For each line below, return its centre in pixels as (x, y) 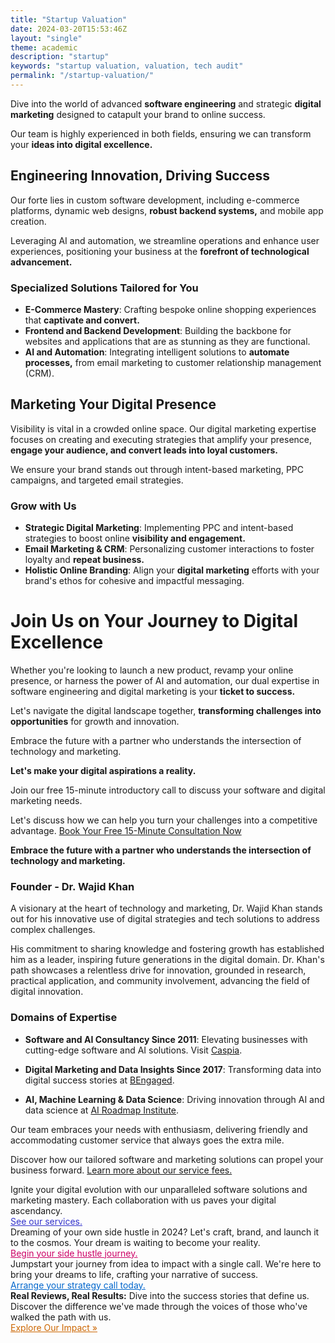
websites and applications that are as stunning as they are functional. (167, 341)
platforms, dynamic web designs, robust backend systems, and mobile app (167, 210)
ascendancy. (36, 1210)
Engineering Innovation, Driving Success (140, 176)
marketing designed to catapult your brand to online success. (138, 114)
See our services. (46, 1221)
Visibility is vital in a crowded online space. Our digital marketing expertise (163, 428)
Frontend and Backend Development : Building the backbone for (158, 330)
